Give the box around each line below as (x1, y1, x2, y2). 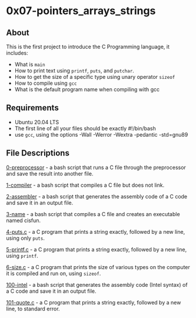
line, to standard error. (6, 305, 60, 312)
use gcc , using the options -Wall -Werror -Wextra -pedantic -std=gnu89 (14, 131, 188, 138)
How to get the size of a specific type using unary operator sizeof (14, 74, 175, 80)
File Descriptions (6, 148, 69, 158)
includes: (6, 49, 28, 57)
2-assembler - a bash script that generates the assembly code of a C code (6, 193, 188, 200)
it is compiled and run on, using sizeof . (6, 270, 101, 277)
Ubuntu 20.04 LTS (14, 118, 59, 125)
